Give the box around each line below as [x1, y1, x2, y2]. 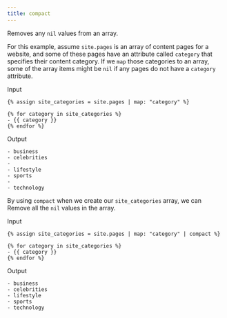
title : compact [7, 10, 51, 17]
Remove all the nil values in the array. [7, 203, 116, 212]
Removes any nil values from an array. [7, 29, 119, 37]
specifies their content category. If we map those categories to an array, [7, 57, 210, 66]
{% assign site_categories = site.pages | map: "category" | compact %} [7, 230, 221, 237]
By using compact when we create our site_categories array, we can [7, 196, 202, 204]
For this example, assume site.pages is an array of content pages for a [7, 42, 209, 50]
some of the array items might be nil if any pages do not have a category [7, 64, 216, 72]
